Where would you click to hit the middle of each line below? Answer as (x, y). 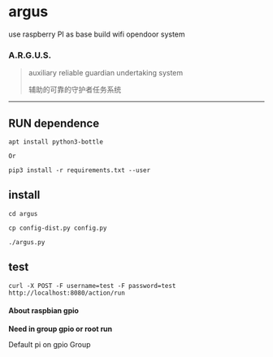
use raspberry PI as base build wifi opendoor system (97, 34)
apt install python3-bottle (56, 142)
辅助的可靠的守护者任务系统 (75, 90)
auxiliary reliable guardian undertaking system (106, 73)
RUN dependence (54, 123)
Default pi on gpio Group (50, 344)
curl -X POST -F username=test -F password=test (92, 286)
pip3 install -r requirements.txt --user (80, 170)
